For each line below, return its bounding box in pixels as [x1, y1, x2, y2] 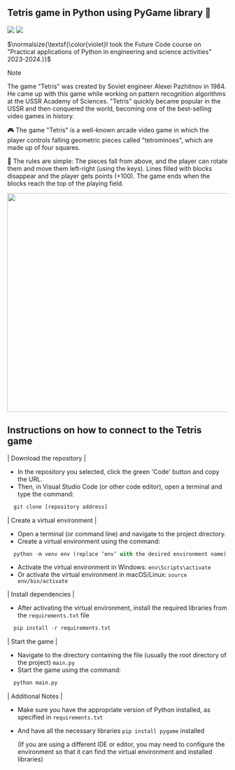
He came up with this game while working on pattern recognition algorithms [7, 89, 226, 98]
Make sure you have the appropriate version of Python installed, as [17, 706, 211, 714]
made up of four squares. [7, 143, 80, 151]
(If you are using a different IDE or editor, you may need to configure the [17, 740, 225, 749]
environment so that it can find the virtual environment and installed [17, 748, 213, 756]
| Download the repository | [7, 454, 86, 462]
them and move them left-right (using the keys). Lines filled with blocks [7, 164, 213, 172]
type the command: [17, 489, 74, 498]
